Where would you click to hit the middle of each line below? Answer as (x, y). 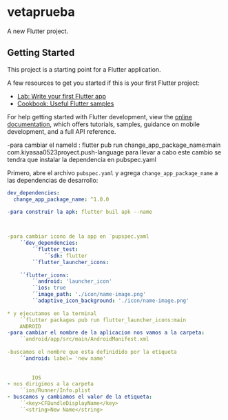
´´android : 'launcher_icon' (72, 281)
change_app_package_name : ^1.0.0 (61, 199)
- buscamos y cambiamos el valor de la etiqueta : (80, 397)
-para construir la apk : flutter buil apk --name (80, 212)
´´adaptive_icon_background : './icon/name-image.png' (111, 301)
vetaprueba (41, 12)
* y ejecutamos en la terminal (52, 313)
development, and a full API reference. (62, 131)
